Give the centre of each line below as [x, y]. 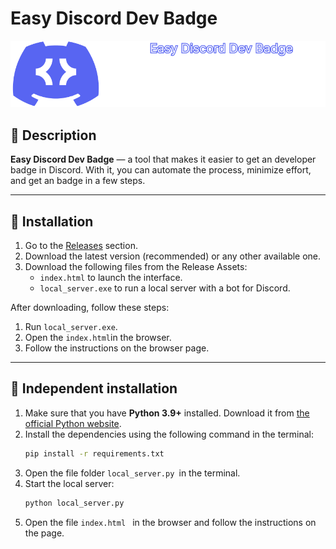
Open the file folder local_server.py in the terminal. [132, 473]
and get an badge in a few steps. [78, 181]
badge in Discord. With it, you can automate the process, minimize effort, [161, 170]
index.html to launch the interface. [111, 278]
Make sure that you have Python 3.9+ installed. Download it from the [167, 413]
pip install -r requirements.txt [94, 453]
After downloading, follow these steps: [90, 308]
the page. [44, 533]
